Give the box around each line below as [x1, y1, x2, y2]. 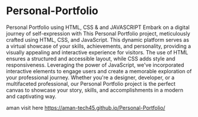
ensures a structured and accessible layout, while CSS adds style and [6, 55, 176, 62]
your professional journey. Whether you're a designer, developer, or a [6, 74, 175, 81]
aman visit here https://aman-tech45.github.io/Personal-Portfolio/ [6, 104, 166, 111]
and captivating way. [6, 93, 57, 100]
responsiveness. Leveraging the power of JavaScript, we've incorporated [6, 61, 184, 69]
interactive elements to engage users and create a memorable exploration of [6, 67, 192, 74]
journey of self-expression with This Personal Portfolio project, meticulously [6, 30, 190, 37]
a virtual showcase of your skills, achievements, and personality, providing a [6, 43, 192, 50]
